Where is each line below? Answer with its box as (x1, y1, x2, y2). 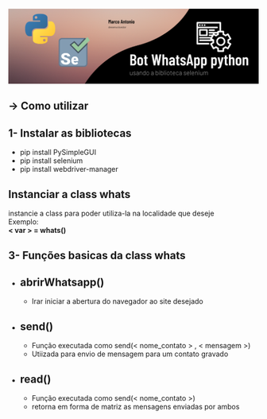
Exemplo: (8, 217, 39, 227)
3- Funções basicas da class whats (8, 248, 186, 262)
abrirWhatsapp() (19, 275, 105, 289)
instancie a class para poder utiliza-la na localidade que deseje (8, 208, 215, 219)
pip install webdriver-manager (19, 165, 119, 174)
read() (19, 372, 52, 386)
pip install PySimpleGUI (19, 148, 97, 157)
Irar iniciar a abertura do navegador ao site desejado (31, 297, 204, 306)
